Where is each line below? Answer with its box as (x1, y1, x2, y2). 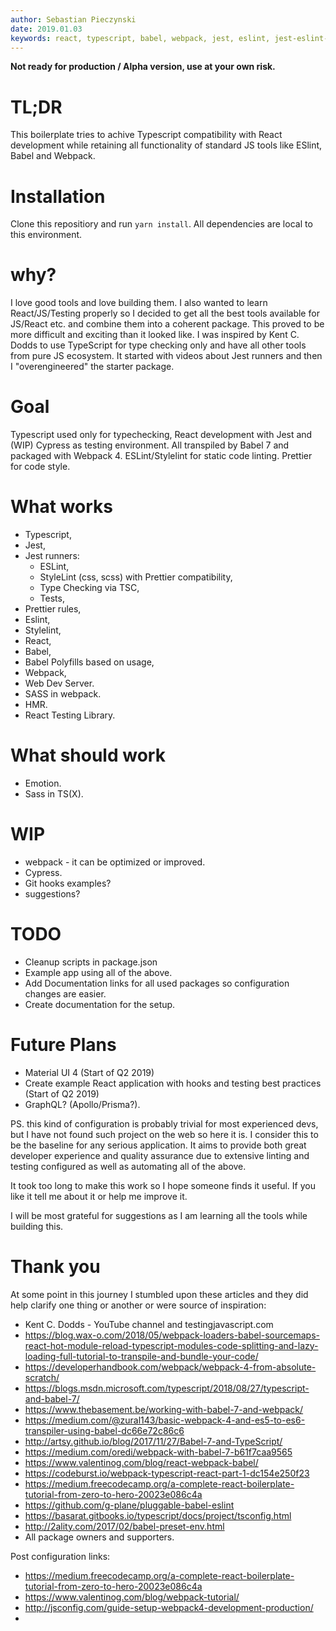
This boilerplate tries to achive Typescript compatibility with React (10, 129, 283, 141)
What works (10, 496, 113, 518)
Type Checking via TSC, (39, 582, 140, 594)
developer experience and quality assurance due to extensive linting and (10, 1149, 310, 1161)
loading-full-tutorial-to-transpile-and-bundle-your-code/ (24, 1350, 259, 1362)
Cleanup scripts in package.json (24, 956, 158, 968)
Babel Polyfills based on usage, (24, 656, 155, 668)
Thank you (10, 1256, 101, 1278)
